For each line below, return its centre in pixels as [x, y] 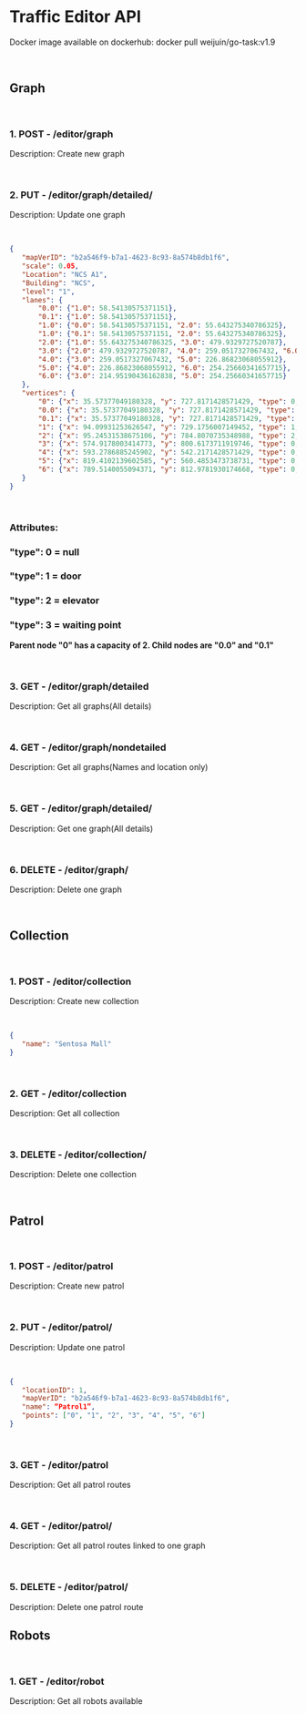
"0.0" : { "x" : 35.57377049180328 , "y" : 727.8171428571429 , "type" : [167, 410]
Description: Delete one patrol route [76, 1606]
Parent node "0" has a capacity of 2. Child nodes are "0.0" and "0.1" [142, 645]
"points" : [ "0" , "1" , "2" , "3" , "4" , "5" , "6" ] [113, 1416]
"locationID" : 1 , [55, 1390]
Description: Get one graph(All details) [82, 828]
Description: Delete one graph [66, 889]
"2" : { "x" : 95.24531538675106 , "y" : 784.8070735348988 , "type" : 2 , [168, 436]
